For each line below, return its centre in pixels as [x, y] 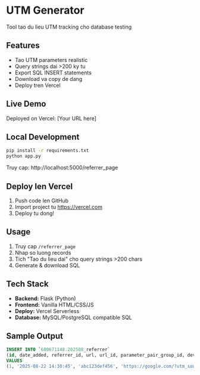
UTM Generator [45, 10]
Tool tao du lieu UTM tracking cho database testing [69, 27]
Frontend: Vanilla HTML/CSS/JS [54, 305]
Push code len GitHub [42, 201]
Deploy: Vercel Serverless [47, 311]
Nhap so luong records [43, 252]
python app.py [24, 156]
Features [23, 46]
